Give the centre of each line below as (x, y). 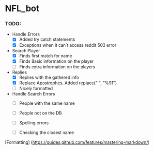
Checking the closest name (46, 132)
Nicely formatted (36, 88)
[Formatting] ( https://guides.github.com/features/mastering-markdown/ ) (77, 142)
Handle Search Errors (33, 94)
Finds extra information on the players (57, 67)
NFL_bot (22, 9)
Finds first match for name (46, 56)
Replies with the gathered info (49, 77)
